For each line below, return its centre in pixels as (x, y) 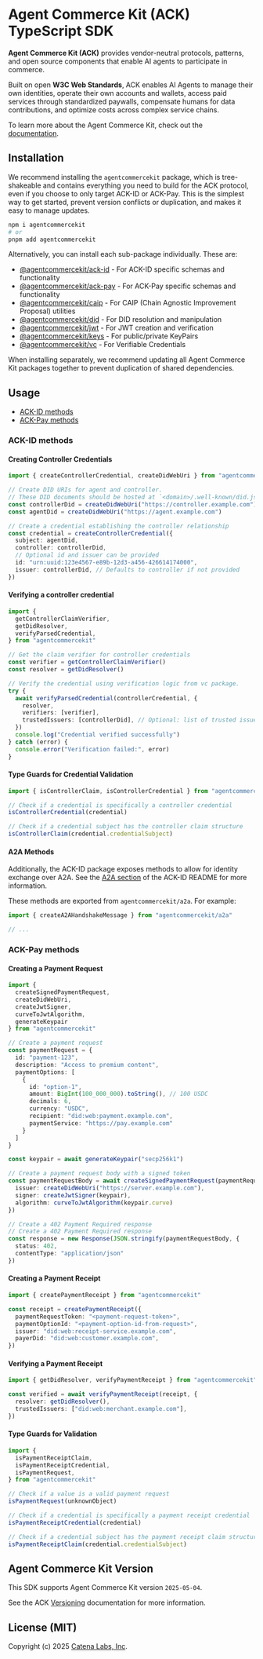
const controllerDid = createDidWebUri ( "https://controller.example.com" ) (133, 504)
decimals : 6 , (50, 1102)
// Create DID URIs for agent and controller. (85, 490)
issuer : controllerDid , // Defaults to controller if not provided (128, 570)
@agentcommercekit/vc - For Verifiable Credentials (103, 345)
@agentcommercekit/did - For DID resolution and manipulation (121, 320)
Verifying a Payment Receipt (56, 1363)
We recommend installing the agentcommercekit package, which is (114, 177)
